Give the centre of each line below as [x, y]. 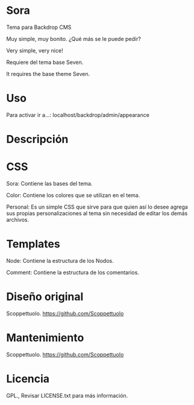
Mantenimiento [45, 338]
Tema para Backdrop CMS [39, 27]
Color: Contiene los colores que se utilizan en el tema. [73, 195]
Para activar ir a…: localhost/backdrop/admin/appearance [78, 115]
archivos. [17, 220]
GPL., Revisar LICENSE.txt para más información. [67, 395]
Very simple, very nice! [35, 50]
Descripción [37, 140]
